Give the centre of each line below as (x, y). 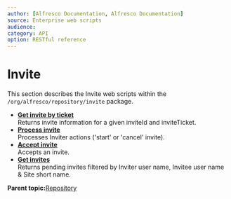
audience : (22, 27)
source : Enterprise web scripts (54, 20)
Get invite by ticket (45, 115)
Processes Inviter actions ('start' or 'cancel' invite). (91, 137)
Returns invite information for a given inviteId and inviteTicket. (107, 123)
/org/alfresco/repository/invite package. (70, 102)
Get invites (34, 160)
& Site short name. (44, 174)
